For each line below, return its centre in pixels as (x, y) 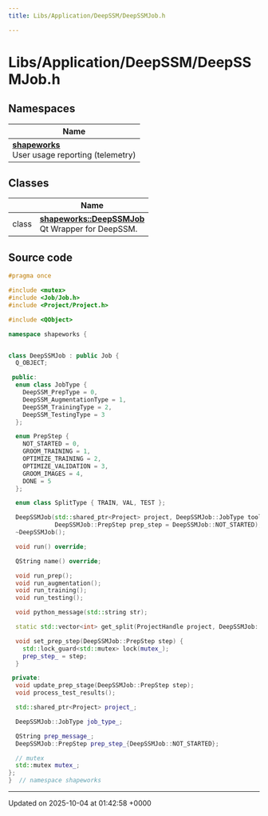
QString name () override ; (59, 561)
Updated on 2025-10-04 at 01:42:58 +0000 (80, 803)
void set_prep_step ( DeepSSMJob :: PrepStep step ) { (99, 641)
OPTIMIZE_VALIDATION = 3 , (66, 466)
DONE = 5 (37, 481)
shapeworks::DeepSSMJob (92, 219)
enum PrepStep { (42, 437)
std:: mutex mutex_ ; (48, 766)
